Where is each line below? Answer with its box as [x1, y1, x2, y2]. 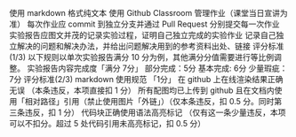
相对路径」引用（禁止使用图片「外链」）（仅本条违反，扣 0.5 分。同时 [24, 96, 275, 106]
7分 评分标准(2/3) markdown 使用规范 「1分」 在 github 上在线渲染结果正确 [9, 74, 284, 84]
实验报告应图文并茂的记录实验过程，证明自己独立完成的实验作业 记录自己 [9, 30, 276, 40]
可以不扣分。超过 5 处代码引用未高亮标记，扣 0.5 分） [9, 118, 206, 128]
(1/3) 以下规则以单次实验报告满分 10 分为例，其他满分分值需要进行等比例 [9, 52, 274, 62]
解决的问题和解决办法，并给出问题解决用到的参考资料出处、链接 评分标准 [16, 41, 284, 51]
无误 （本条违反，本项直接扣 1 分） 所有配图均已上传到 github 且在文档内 [9, 85, 276, 95]
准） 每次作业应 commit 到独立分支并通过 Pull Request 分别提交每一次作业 [9, 19, 280, 29]
